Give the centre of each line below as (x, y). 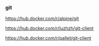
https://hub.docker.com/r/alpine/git (42, 19)
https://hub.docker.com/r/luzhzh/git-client (49, 28)
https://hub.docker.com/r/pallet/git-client (48, 38)
